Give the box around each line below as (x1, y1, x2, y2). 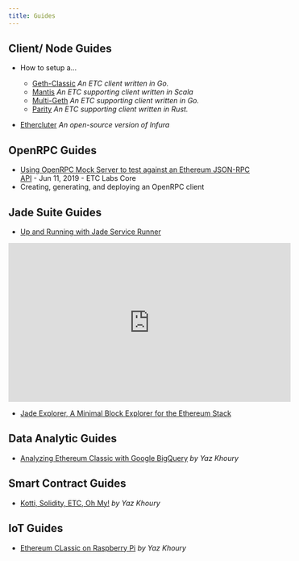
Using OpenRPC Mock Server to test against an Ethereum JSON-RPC (19, 165, 251, 174)
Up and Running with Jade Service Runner (19, 227, 161, 237)
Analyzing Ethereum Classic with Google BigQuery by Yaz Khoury (19, 453, 239, 463)
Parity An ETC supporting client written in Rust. (31, 104, 189, 114)
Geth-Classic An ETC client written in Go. (31, 78, 169, 89)
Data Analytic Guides (8, 432, 117, 446)
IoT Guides (8, 521, 64, 535)
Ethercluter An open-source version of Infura (19, 120, 170, 130)
